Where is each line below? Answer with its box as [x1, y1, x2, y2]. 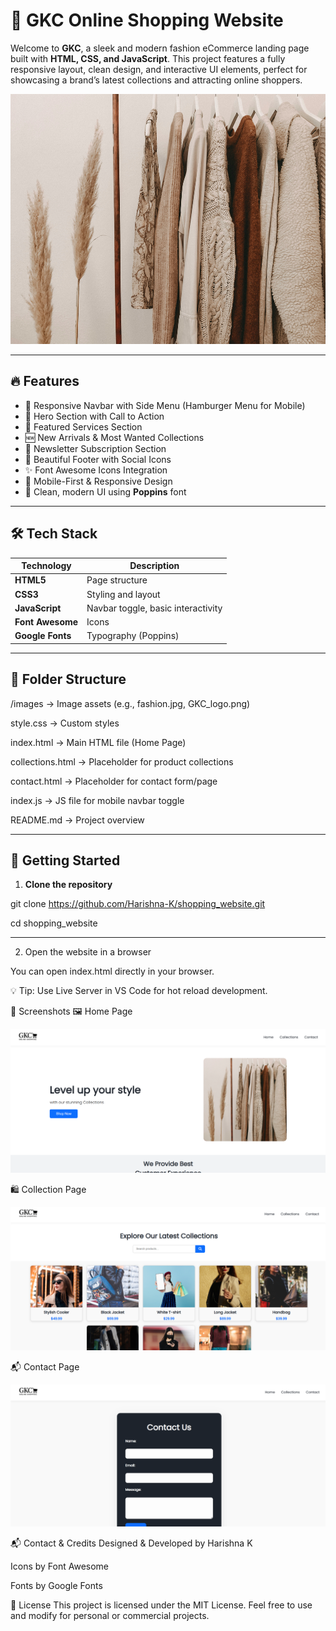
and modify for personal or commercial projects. [10, 1610, 210, 1622]
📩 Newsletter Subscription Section [24, 442, 167, 454]
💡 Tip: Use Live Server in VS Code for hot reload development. [10, 985, 268, 997]
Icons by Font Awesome [10, 1560, 110, 1573]
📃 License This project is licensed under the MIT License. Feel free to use [10, 1599, 313, 1611]
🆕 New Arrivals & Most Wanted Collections [24, 431, 205, 443]
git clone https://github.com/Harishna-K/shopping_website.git [10, 898, 266, 910]
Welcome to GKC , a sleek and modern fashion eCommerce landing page [10, 42, 310, 54]
